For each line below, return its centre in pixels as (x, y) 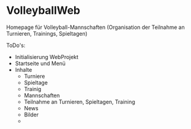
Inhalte (23, 69)
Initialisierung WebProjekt (47, 57)
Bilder (31, 115)
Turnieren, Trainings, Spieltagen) (47, 33)
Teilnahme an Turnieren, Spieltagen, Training (80, 102)
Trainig (33, 89)
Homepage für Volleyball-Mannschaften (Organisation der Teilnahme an (95, 27)
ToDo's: (16, 45)
